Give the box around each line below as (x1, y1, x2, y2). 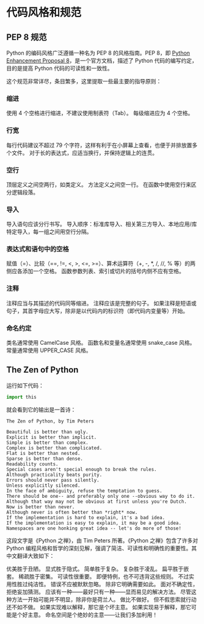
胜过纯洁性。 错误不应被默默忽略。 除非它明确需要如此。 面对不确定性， (16, 580, 199, 588)
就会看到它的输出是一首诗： (6, 405, 76, 413)
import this (6, 394, 37, 400)
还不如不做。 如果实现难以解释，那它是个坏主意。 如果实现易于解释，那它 (6, 603, 191, 611)
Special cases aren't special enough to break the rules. (6, 466, 157, 472)
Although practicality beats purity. (6, 472, 103, 478)
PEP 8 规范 (6, 32, 47, 42)
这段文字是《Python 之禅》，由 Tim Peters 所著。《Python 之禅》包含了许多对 (6, 536, 199, 544)
